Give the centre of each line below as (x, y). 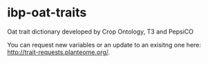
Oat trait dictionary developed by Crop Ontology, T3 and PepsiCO (100, 32)
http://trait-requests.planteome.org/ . (59, 52)
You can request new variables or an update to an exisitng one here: (104, 45)
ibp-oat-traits (47, 13)
